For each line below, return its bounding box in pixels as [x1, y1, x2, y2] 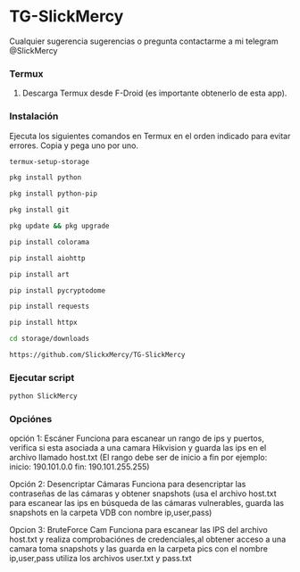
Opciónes [9, 413, 53, 425]
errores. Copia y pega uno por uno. [9, 140, 138, 151]
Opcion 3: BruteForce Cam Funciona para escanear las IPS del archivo [9, 525, 268, 535]
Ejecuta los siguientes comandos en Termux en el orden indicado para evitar [9, 130, 291, 141]
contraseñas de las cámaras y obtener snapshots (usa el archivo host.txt [9, 488, 277, 499]
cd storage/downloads [9, 335, 90, 344]
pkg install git [9, 205, 70, 215]
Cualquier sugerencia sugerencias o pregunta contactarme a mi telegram [9, 36, 279, 46]
